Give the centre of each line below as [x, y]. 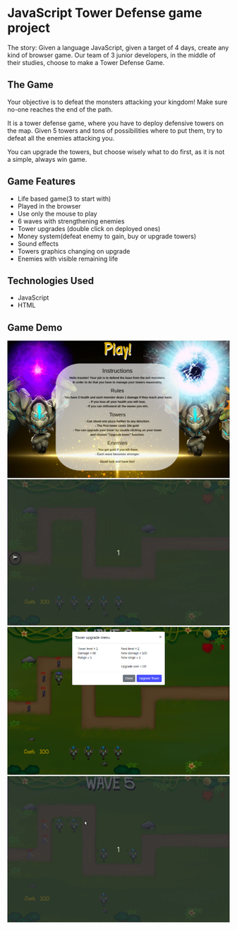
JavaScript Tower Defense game [105, 13]
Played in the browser [49, 206]
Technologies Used [50, 281]
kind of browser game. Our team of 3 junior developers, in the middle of [112, 55]
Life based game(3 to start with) [64, 199]
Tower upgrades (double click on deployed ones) [89, 228]
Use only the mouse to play [57, 213]
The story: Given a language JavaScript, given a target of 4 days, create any [118, 47]
